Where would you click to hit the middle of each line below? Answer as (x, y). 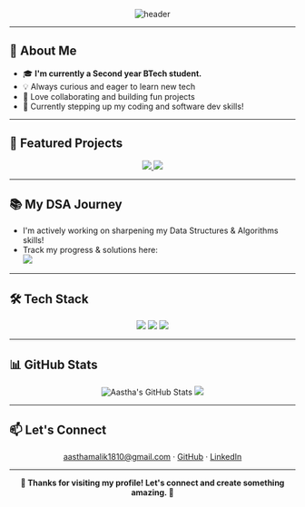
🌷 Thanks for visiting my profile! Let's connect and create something (152, 483)
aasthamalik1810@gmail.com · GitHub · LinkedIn (152, 456)
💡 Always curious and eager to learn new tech (109, 86)
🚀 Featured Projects (66, 144)
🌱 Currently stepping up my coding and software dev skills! (133, 106)
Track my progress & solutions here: (90, 250)
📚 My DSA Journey (66, 205)
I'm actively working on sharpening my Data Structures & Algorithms (150, 230)
